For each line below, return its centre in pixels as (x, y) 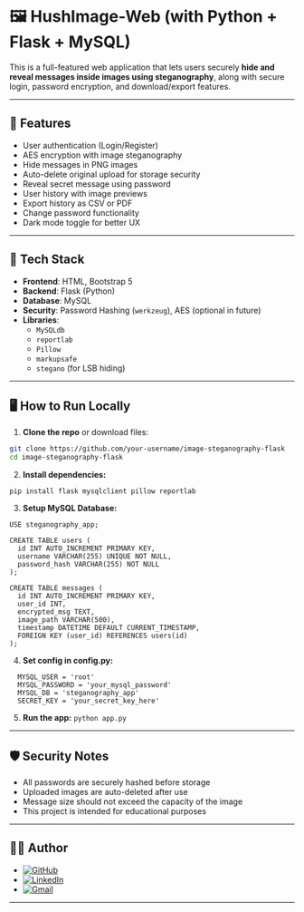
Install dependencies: (64, 475)
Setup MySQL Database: (70, 509)
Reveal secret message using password (97, 184)
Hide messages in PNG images (80, 164)
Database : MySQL (57, 300)
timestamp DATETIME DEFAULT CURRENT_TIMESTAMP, (109, 628)
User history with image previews (85, 193)
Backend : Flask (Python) (69, 291)
